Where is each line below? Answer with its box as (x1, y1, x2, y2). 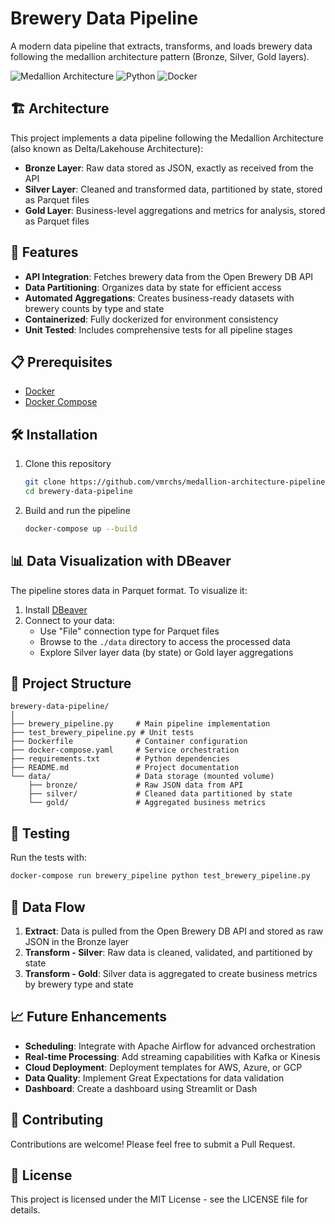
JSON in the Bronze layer (24, 935, 130, 947)
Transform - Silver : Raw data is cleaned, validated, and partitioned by (24, 946, 313, 958)
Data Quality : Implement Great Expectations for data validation (24, 1072, 285, 1084)
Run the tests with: (10, 852, 87, 864)
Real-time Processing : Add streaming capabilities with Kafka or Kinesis (24, 1050, 321, 1062)
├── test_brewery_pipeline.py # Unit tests (10, 728, 195, 738)
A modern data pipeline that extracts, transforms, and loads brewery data (10, 40, 313, 52)
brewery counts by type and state (24, 302, 165, 314)
